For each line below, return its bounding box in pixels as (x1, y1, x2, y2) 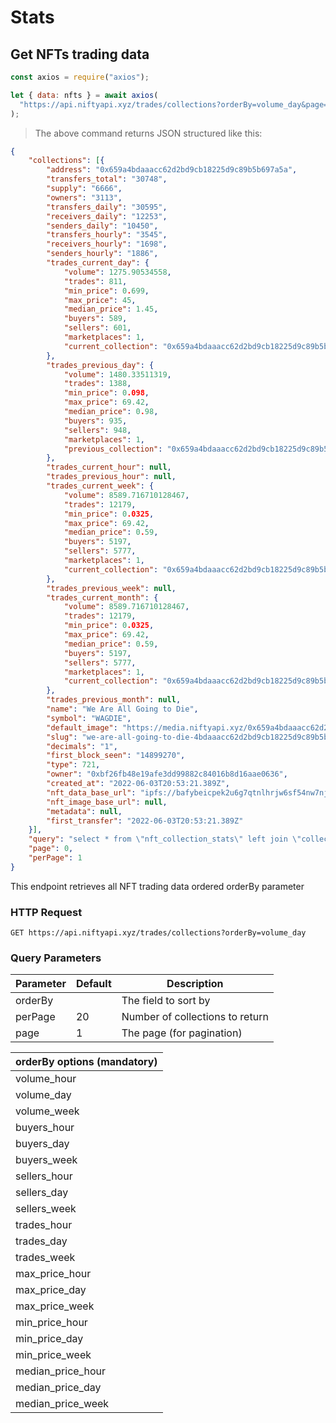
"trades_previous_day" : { (46, 360, 155, 370)
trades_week (15, 1251, 76, 1265)
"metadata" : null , (46, 806, 123, 816)
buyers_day (15, 1137, 70, 1151)
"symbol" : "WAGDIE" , (46, 713, 132, 723)
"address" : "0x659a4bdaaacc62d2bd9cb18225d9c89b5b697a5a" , (46, 165, 298, 175)
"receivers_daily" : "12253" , (46, 211, 168, 221)
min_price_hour (15, 1316, 88, 1330)
